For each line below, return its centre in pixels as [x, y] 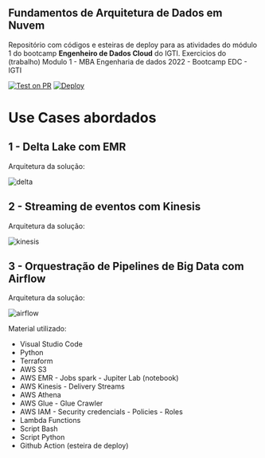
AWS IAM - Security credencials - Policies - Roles [101, 412]
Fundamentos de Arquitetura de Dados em [115, 13]
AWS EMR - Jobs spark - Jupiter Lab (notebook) [99, 378]
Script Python [42, 437]
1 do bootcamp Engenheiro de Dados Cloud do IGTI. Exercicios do [117, 53]
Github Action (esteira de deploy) [74, 446]
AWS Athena [40, 395]
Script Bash [39, 429]
